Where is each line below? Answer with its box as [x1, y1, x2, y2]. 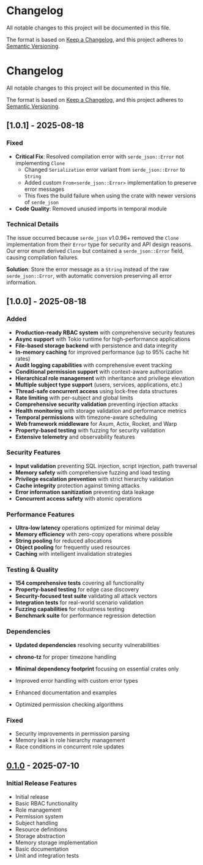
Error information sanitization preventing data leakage [15, 488, 155, 496]
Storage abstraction [15, 832, 65, 839]
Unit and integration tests [15, 852, 79, 859]
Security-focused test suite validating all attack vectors [15, 593, 158, 600]
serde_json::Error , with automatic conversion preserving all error [6, 272, 172, 279]
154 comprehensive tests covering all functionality [15, 579, 145, 586]
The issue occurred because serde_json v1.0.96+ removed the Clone [6, 234, 179, 241]
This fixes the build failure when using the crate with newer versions [24, 191, 196, 199]
